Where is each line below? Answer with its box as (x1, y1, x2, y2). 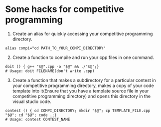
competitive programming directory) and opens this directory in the (12, 93, 151, 99)
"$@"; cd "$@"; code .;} (5, 112, 57, 117)
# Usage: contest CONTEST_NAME (5, 116, 70, 122)
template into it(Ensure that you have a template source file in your (12, 87, 149, 93)
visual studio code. (12, 98, 51, 104)
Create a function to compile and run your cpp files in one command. (12, 54, 155, 60)
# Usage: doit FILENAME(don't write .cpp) (5, 68, 95, 73)
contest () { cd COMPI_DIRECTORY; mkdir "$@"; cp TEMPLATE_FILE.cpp (5, 108, 151, 113)
